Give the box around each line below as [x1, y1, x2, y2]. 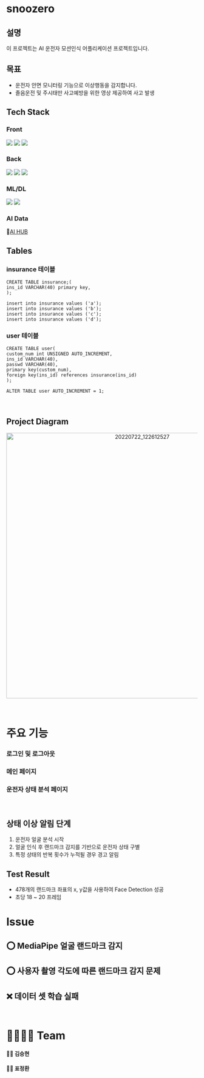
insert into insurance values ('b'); [6, 306, 102, 312]
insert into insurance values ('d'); [6, 316, 102, 323]
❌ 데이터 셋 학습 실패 [6, 991, 79, 1002]
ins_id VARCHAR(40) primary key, [6, 285, 91, 291]
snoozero [6, 2, 55, 16]
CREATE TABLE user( [6, 345, 56, 352]
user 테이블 [6, 331, 39, 340]
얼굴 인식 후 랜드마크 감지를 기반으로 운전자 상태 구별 [15, 843, 140, 851]
